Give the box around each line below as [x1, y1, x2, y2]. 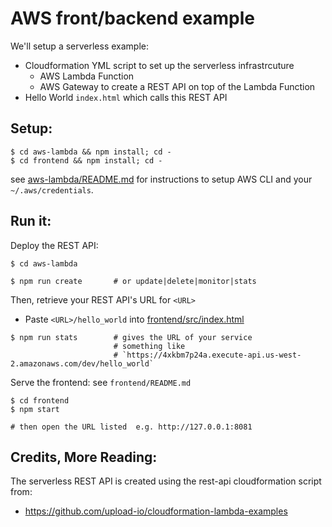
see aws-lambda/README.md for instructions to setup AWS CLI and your [10, 173, 313, 185]
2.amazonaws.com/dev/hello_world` [10, 358, 155, 369]
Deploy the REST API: [10, 239, 99, 251]
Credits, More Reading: [10, 448, 158, 466]
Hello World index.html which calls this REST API [24, 91, 228, 103]
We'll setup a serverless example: [10, 40, 150, 52]
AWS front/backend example [10, 7, 256, 30]
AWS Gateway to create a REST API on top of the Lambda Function [39, 80, 316, 92]
